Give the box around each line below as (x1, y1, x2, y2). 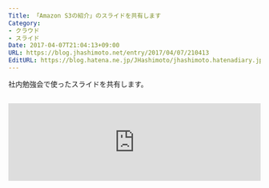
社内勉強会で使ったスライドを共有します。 (8, 79, 148, 89)
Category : (8, 19, 42, 27)
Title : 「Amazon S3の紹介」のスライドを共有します (8, 11, 162, 20)
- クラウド (8, 26, 40, 34)
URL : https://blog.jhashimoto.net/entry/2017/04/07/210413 (8, 49, 210, 57)
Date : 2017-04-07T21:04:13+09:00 (8, 42, 120, 50)
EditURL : (8, 57, 38, 65)
